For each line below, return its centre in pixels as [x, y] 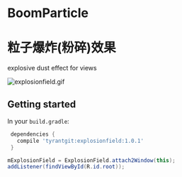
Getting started [42, 104]
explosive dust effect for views [52, 68]
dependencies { [33, 134]
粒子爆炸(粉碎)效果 [62, 48]
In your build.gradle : [38, 121]
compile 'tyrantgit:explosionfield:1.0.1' [80, 141]
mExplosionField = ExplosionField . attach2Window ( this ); [91, 160]
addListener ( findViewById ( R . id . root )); [66, 167]
